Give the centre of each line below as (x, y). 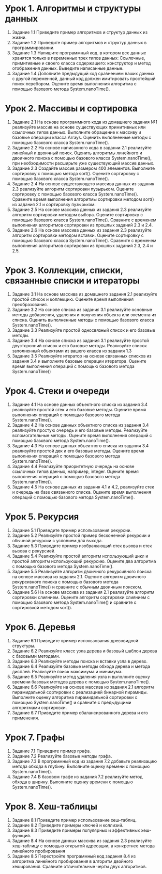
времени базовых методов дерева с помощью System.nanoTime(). (81, 681)
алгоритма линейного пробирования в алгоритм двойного (73, 861)
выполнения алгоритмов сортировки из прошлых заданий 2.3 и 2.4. (82, 225)
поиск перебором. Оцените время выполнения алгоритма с (74, 83)
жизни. (19, 37)
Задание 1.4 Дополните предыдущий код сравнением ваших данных (83, 73)
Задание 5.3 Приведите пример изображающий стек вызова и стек (82, 546)
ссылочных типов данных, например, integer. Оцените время (75, 471)
